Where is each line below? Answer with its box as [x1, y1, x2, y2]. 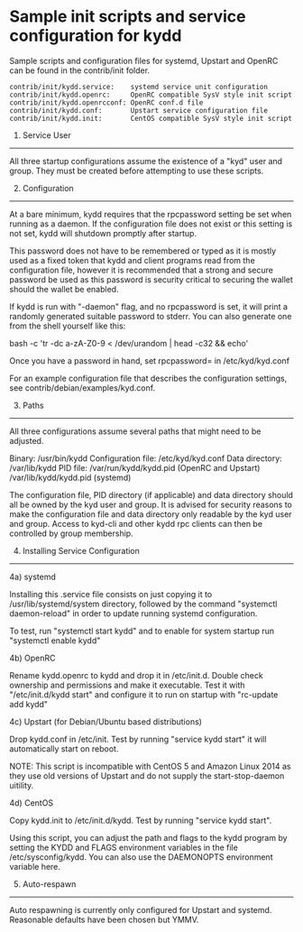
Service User [22, 129, 72, 141]
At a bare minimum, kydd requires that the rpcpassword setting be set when [9, 208, 292, 219]
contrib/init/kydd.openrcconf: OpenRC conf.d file [9, 97, 204, 107]
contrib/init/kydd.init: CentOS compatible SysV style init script [9, 114, 293, 123]
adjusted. [9, 435, 44, 446]
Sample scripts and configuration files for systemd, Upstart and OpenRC [9, 55, 279, 66]
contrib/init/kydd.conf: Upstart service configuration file [9, 106, 269, 115]
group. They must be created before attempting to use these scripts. [9, 165, 264, 176]
